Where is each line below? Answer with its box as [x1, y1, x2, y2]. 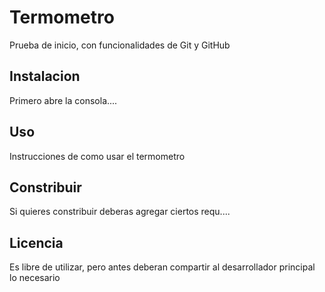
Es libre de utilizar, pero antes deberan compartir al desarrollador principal [9, 261, 316, 273]
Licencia [9, 234, 64, 251]
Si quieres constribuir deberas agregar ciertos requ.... [9, 206, 231, 218]
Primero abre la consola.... [9, 94, 118, 106]
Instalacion [9, 68, 81, 85]
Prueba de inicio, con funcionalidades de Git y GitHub [9, 39, 231, 51]
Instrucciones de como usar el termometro [9, 150, 186, 162]
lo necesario [9, 272, 61, 284]
